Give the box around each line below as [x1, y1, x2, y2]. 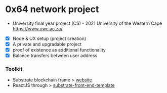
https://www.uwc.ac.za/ [12, 25, 63, 31]
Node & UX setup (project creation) [12, 35, 87, 41]
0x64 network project [5, 4, 99, 15]
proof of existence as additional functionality [12, 47, 106, 53]
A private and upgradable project [12, 41, 82, 47]
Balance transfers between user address [12, 53, 98, 59]
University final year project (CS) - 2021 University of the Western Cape [12, 20, 162, 26]
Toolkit [5, 66, 23, 73]
